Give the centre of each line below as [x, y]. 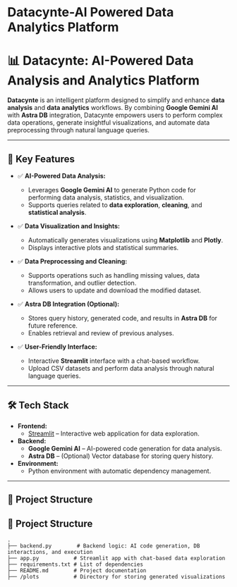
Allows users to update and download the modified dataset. [115, 290]
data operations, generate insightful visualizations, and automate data [109, 123]
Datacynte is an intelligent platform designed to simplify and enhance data [116, 100]
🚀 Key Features [41, 159]
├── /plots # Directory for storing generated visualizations [116, 576]
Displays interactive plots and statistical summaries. [103, 247]
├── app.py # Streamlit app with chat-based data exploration [116, 558]
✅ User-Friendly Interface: [57, 347]
